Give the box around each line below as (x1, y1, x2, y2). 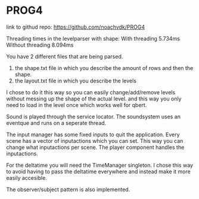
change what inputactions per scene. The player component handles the (6, 143, 185, 151)
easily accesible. (6, 174, 48, 181)
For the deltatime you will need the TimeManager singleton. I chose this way (6, 161, 194, 169)
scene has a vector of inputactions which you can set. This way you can (6, 137, 184, 144)
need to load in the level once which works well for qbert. (6, 101, 147, 108)
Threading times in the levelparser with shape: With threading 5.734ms (6, 35, 181, 42)
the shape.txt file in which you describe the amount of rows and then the (14, 64, 194, 72)
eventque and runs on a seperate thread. (6, 119, 107, 126)
